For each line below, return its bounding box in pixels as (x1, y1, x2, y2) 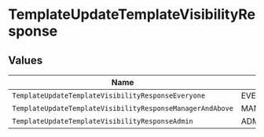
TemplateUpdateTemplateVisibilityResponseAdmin (12, 117, 194, 125)
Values (8, 54, 43, 67)
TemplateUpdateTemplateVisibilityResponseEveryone (12, 91, 206, 100)
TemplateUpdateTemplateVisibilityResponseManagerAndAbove (12, 104, 234, 113)
